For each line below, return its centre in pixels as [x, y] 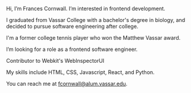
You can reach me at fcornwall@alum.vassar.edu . [67, 84]
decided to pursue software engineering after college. [72, 26]
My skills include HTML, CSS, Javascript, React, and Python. [80, 72]
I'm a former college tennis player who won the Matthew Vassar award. [93, 38]
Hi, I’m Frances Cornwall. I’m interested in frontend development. [86, 9]
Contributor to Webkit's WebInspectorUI [55, 61]
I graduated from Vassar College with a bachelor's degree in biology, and [96, 20]
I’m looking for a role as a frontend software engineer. [72, 49]
